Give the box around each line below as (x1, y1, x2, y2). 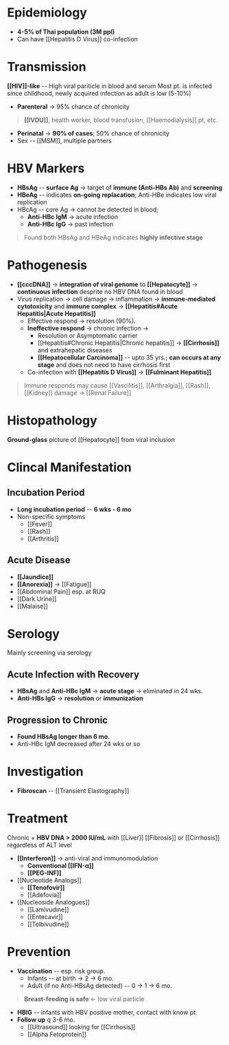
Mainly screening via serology (7, 648, 92, 657)
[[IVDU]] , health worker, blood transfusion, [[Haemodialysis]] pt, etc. (23, 116, 218, 124)
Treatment (7, 811, 69, 827)
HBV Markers (7, 160, 85, 176)
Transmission (7, 59, 87, 75)
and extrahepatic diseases (37, 346, 112, 354)
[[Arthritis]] (27, 534, 60, 542)
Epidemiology (7, 5, 88, 21)
